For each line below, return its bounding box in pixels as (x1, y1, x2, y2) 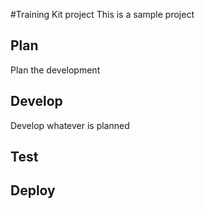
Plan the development (10, 64, 101, 76)
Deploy (10, 182, 56, 199)
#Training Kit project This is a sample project (10, 9, 195, 20)
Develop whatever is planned (10, 119, 130, 131)
